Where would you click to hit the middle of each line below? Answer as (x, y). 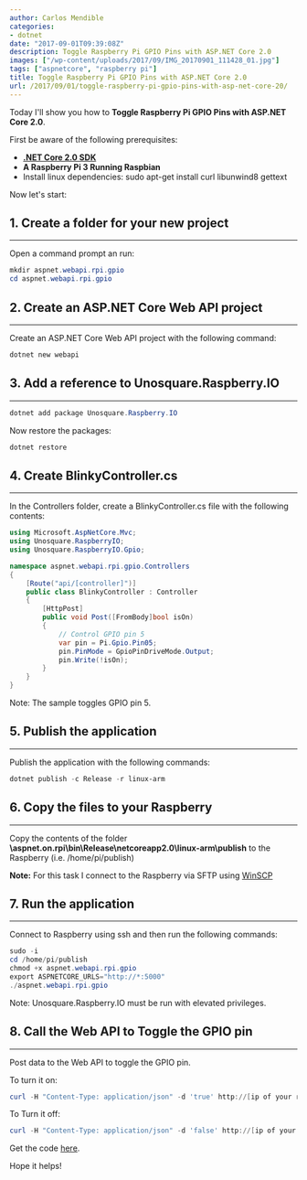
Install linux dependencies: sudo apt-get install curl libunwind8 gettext (155, 177)
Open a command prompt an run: (72, 253)
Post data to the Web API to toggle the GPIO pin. (101, 1062)
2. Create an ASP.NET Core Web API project (136, 307)
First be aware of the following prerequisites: (94, 139)
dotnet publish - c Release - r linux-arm (88, 778)
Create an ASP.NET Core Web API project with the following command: (143, 338)
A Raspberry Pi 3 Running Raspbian (92, 166)
